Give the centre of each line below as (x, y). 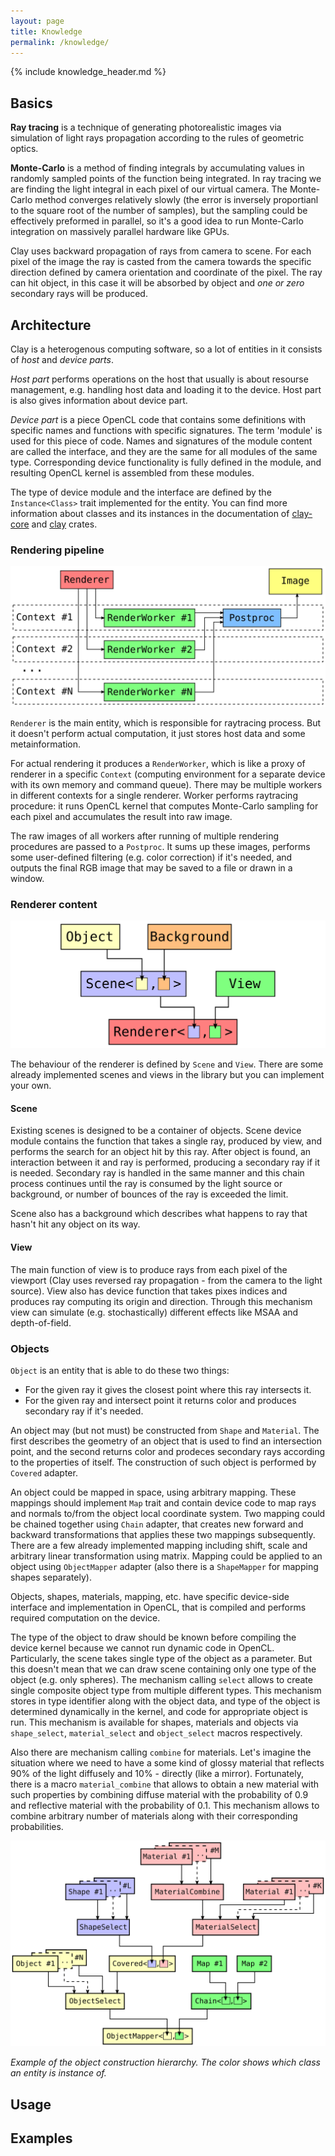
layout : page (37, 21)
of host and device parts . (62, 359)
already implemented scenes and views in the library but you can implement (167, 1075)
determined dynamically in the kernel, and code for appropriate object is (159, 1711)
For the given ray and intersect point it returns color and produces (160, 1400)
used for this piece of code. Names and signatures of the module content (161, 441)
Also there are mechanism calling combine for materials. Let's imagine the (161, 1752)
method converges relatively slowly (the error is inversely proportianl (176, 200)
